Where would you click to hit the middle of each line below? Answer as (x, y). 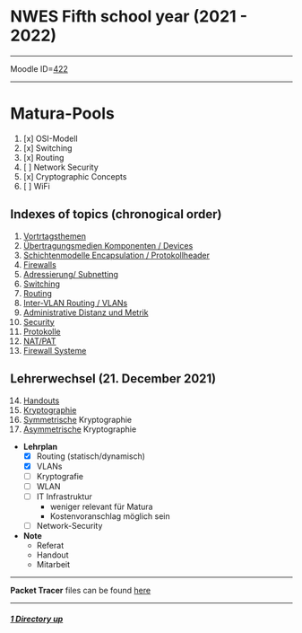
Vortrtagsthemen (54, 236)
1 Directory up (37, 619)
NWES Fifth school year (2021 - (129, 17)
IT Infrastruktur (64, 497)
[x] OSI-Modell (51, 138)
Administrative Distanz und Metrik (86, 312)
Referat (50, 545)
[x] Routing (43, 157)
